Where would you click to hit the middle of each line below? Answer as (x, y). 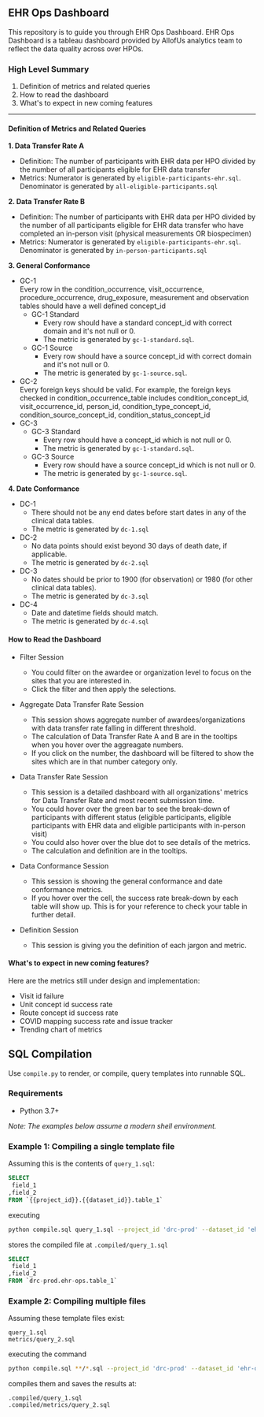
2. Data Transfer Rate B (46, 202)
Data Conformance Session (64, 865)
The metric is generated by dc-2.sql (90, 563)
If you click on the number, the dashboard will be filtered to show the (142, 753)
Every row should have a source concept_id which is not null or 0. (149, 465)
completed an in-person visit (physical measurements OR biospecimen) (136, 234)
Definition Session (49, 930)
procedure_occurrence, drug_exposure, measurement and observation (134, 298)
